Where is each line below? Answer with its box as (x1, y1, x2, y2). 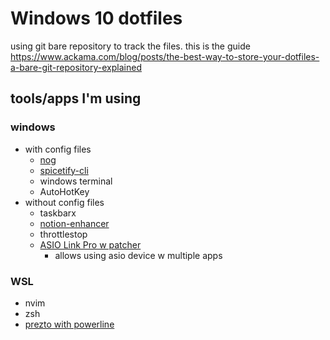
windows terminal (39, 175, 113, 187)
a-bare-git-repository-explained (10, 61, 142, 73)
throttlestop (39, 228, 88, 240)
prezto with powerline (24, 318, 115, 330)
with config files (24, 143, 92, 155)
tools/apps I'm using (10, 90, 142, 107)
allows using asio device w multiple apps (54, 249, 223, 261)
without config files (24, 196, 105, 208)
